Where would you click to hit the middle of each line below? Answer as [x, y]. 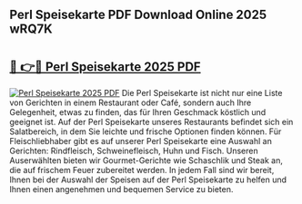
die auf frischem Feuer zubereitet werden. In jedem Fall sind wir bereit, [142, 170]
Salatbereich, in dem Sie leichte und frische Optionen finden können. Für [146, 131]
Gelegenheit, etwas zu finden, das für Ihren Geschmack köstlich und [138, 112]
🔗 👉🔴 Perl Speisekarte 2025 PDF [106, 67]
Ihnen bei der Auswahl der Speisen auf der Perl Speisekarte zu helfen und [148, 180]
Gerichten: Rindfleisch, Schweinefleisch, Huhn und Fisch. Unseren [134, 151]
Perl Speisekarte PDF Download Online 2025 [138, 15]
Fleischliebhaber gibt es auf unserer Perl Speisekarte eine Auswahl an [141, 141]
